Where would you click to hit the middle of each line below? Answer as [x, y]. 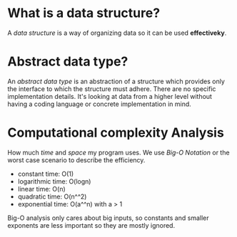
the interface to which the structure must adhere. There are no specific [112, 89]
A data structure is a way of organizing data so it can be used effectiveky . [117, 33]
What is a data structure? [84, 13]
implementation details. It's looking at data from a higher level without [110, 96]
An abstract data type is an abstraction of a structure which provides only [116, 81]
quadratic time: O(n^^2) [52, 196]
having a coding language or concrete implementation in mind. [99, 104]
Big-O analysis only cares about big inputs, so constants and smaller [108, 218]
